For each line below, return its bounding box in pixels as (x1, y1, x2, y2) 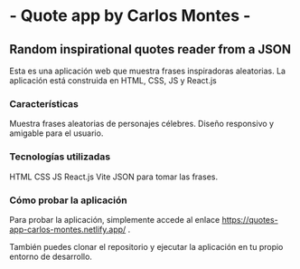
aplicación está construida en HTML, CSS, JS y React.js (9, 75, 217, 86)
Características (9, 97, 79, 110)
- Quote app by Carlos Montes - (9, 5, 251, 26)
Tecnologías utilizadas (9, 150, 111, 163)
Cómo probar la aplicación (9, 194, 128, 207)
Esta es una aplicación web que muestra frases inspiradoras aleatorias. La (9, 65, 286, 76)
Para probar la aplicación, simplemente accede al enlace (9, 214, 220, 225)
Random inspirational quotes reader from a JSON (9, 42, 292, 57)
